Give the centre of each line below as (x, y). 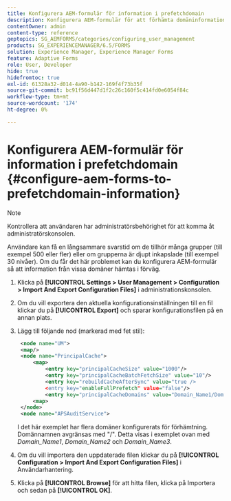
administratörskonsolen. (41, 233)
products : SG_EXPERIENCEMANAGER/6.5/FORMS (69, 45)
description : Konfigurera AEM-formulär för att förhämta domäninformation (117, 20)
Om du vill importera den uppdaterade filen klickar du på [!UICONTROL (118, 455)
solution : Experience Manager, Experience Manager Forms (90, 52)
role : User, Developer (40, 65)
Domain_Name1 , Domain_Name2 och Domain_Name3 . (94, 442)
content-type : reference (43, 33)
